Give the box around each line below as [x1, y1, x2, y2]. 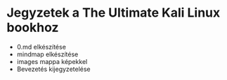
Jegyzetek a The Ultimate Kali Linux [6, 5, 221, 21]
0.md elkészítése [16, 42, 66, 51]
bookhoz [6, 19, 59, 35]
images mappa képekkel [16, 57, 88, 65]
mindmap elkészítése [16, 50, 79, 58]
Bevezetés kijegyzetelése [16, 65, 91, 73]
